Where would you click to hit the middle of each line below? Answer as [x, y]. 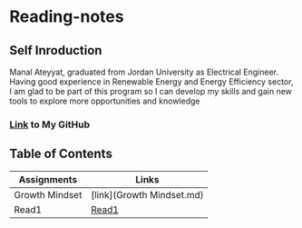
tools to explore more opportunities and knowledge [105, 101]
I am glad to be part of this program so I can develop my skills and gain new [151, 91]
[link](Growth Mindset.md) [147, 194]
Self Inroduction [56, 50]
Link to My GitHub [50, 124]
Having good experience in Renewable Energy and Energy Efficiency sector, [151, 82]
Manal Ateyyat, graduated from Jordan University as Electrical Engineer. [144, 72]
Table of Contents [61, 154]
